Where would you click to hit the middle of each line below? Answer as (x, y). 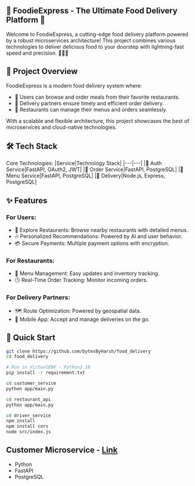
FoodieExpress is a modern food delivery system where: (74, 85)
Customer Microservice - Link (62, 450)
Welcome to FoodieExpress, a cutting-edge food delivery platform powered (97, 34)
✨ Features (27, 200)
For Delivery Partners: (38, 297)
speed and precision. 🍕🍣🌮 (37, 53)
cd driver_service (28, 415)
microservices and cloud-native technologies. (62, 127)
